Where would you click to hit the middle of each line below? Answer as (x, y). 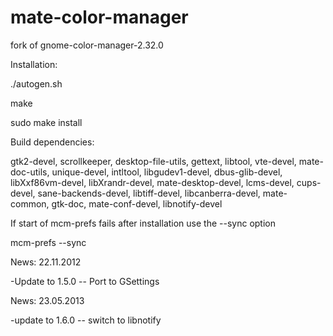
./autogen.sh (36, 83)
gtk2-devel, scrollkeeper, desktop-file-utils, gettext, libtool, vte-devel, (153, 161)
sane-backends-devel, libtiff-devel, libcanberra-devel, (149, 193)
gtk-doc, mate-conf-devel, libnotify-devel (137, 203)
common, (30, 203)
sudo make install (46, 122)
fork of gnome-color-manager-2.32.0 (87, 45)
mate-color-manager (99, 17)
